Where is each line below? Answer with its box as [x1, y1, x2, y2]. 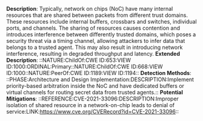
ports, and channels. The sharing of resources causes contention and [6, 24, 181, 31]
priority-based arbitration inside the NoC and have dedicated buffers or [6, 82, 185, 90]
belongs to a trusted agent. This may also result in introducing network [6, 44, 183, 51]
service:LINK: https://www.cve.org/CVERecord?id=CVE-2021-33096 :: [6, 108, 179, 115]
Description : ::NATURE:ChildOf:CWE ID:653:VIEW [6, 57, 131, 64]
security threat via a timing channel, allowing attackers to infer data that [6, 38, 185, 44]
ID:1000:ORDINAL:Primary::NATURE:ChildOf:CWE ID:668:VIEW [6, 63, 163, 70]
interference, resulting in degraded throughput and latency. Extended [6, 50, 181, 57]
